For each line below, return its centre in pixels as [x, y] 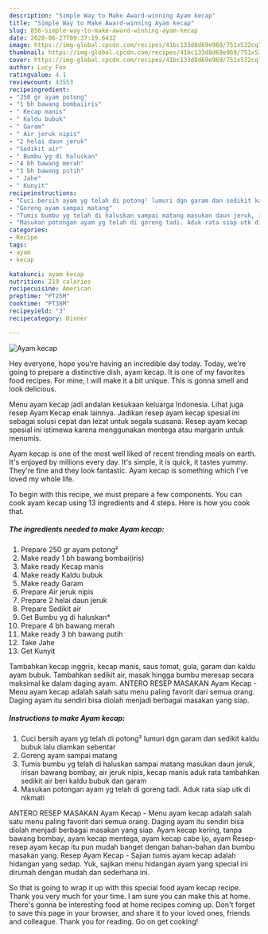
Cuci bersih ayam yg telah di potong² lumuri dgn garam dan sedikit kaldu [140, 738]
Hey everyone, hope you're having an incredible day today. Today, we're [128, 364]
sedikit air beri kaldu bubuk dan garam [84, 780]
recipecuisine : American [50, 289]
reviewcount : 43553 [41, 82]
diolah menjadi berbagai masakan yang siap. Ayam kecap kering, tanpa [126, 830]
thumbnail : [27, 53]
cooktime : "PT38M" [39, 304]
